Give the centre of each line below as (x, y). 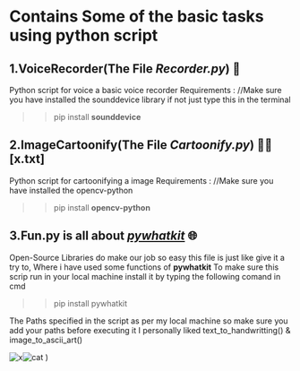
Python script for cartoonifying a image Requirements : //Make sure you (141, 180)
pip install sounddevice (97, 117)
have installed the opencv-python (71, 190)
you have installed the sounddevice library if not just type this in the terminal (150, 99)
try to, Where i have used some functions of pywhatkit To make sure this (144, 267)
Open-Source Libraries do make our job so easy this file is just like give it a (147, 257)
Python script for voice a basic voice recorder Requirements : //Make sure (146, 90)
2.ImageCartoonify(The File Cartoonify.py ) (132, 145)
